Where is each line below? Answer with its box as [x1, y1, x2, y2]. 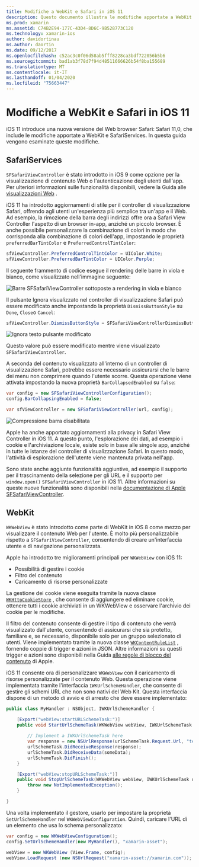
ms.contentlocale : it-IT [6, 69, 68, 75]
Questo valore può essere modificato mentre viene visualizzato [6, 342, 161, 350]
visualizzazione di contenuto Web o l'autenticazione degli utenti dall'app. [6, 177, 184, 184]
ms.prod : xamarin [6, 20, 49, 25]
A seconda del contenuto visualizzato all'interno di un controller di [6, 360, 168, 367]
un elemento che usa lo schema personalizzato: [6, 821, 123, 828]
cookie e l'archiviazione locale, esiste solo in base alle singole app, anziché [6, 442, 190, 448]
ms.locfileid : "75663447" [6, 81, 70, 87]
